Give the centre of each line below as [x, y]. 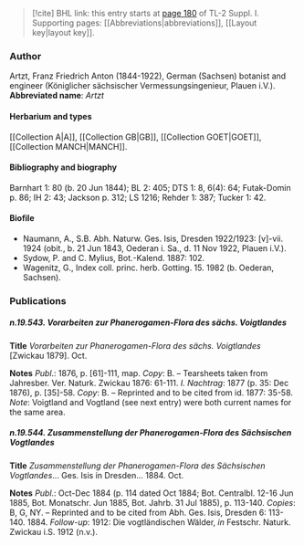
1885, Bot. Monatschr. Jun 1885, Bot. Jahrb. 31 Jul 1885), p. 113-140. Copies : [152, 502]
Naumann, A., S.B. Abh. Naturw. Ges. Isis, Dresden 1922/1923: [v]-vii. [153, 238]
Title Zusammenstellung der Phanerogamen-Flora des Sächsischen [137, 466]
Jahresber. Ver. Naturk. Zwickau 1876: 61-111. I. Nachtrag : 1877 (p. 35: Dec [149, 383]
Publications [38, 300]
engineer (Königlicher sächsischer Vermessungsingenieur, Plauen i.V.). [142, 86]
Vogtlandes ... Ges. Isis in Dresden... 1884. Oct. [97, 475]
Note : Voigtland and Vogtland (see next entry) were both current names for [151, 402]
